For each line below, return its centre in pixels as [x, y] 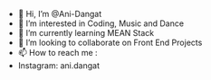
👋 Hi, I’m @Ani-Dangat [60, 14]
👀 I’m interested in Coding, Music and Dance [101, 23]
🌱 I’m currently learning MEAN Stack [86, 33]
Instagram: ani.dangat [58, 66]
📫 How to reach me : [58, 53]
